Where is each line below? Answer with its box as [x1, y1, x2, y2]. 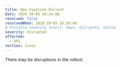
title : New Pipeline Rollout [5, 7, 64, 12]
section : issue [5, 43, 36, 48]
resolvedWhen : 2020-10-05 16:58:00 [5, 20, 77, 26]
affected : [5, 34, 25, 39]
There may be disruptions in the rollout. [5, 56, 84, 62]
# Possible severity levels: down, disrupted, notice [5, 25, 117, 30]
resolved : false [5, 16, 38, 21]
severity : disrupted [5, 30, 47, 34]
